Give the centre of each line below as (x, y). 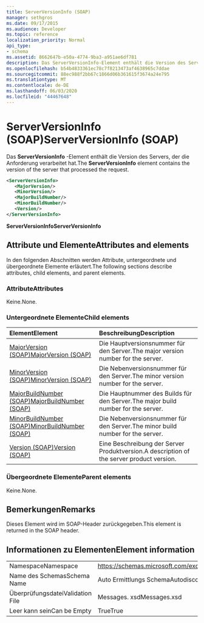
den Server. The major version (141, 351)
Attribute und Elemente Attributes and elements (98, 245)
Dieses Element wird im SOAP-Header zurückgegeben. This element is (94, 524)
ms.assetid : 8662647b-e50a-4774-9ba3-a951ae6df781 (72, 57)
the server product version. (138, 459)
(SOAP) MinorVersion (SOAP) (51, 380)
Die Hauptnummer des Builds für (146, 394)
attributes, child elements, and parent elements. (66, 273)
